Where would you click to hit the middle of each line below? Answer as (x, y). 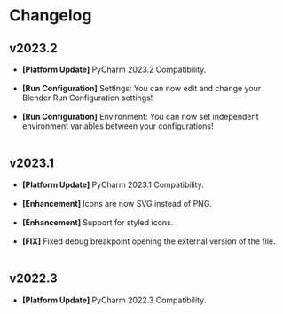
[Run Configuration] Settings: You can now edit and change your (141, 88)
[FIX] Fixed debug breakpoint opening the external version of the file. (149, 241)
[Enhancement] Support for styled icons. (98, 222)
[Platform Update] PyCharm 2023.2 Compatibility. (114, 69)
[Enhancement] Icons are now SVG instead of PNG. (117, 203)
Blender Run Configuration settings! (87, 98)
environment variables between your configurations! (118, 126)
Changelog (51, 16)
